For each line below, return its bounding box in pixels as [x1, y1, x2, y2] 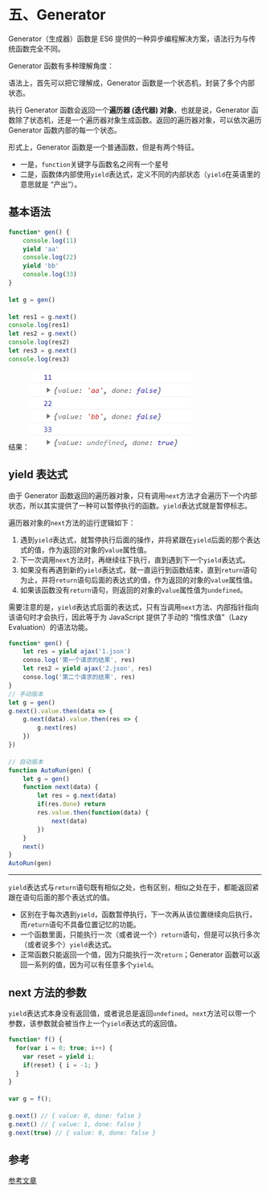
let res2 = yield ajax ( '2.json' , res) [22, 664, 153, 673]
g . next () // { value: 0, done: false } [8, 1112, 142, 1120]
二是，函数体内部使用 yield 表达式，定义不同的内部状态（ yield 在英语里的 [19, 169, 261, 179]
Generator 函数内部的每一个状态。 [8, 125, 122, 135]
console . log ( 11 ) [22, 236, 78, 244]
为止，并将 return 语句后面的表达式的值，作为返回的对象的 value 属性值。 [19, 574, 257, 585]
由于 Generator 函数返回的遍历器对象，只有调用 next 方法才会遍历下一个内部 [8, 490, 257, 500]
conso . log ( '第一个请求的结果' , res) [22, 656, 136, 664]
